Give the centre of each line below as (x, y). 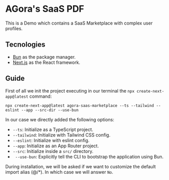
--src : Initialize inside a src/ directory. (53, 151)
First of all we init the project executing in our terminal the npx (70, 91)
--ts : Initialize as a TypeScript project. (53, 129)
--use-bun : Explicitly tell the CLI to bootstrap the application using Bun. (89, 156)
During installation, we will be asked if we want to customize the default (81, 166)
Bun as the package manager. (44, 57)
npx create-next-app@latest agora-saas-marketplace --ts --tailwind (80, 105)
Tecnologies (25, 45)
